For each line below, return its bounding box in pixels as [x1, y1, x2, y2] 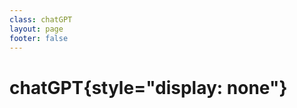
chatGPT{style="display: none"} [9, 76, 288, 99]
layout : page [9, 24, 64, 34]
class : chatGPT [9, 14, 73, 25]
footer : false [9, 33, 69, 43]
